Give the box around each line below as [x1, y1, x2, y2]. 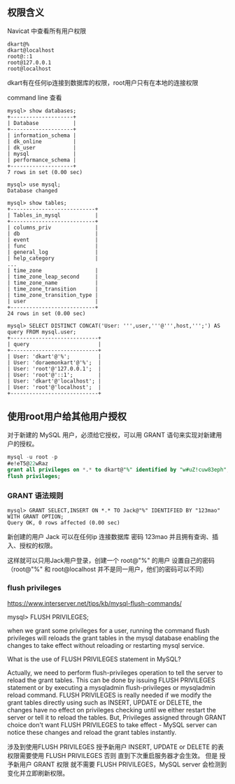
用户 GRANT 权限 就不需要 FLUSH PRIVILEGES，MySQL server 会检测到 [19, 760, 227, 769]
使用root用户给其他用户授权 [7, 411, 127, 423]
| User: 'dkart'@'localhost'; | [7, 378, 101, 385]
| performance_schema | [7, 157, 77, 164]
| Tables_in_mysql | [7, 211, 99, 219]
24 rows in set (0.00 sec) [7, 310, 86, 317]
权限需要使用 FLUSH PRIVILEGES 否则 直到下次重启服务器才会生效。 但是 [7, 751, 218, 759]
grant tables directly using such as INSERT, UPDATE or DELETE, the [7, 698, 203, 707]
